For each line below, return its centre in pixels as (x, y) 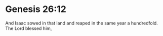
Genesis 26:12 (36, 9)
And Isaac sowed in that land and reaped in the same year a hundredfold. (81, 23)
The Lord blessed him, (29, 28)
